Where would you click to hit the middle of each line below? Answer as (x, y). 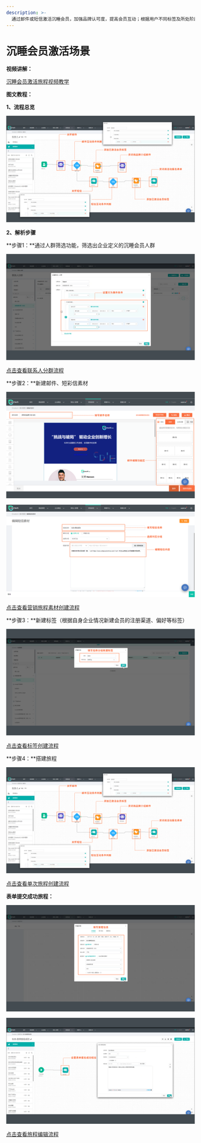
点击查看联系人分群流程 (35, 370)
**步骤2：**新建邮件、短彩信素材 (47, 383)
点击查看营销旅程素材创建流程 (43, 608)
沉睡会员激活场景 (48, 51)
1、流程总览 (21, 107)
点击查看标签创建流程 (32, 746)
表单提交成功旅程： (30, 897)
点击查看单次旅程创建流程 (38, 883)
